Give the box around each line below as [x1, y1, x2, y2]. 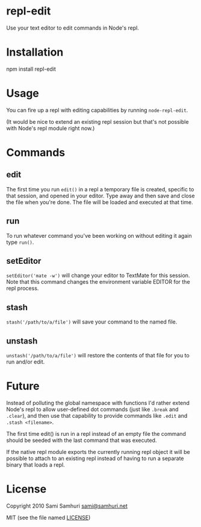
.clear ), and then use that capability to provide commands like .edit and [6, 412, 188, 419]
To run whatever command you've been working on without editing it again [6, 232, 192, 239]
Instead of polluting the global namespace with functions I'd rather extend [6, 400, 190, 406]
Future [6, 379, 40, 393]
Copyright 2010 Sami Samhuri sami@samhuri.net [6, 502, 128, 509]
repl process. [6, 285, 39, 292]
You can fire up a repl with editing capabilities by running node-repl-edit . [6, 106, 188, 113]
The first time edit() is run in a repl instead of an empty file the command [6, 430, 187, 437]
